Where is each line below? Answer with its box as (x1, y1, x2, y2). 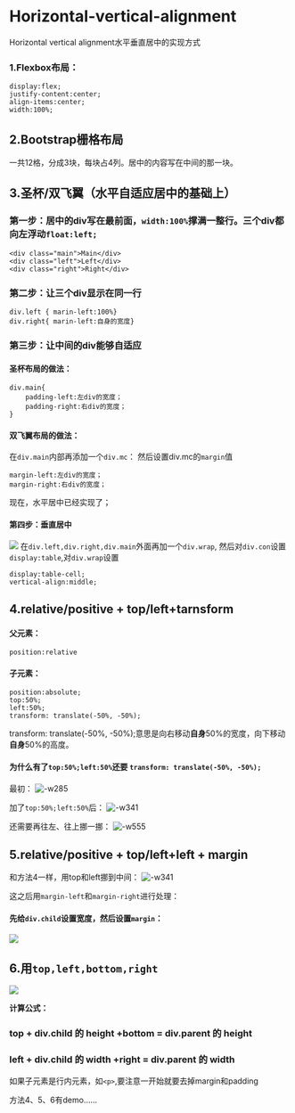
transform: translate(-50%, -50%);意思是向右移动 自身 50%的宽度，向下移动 (9, 728, 286, 739)
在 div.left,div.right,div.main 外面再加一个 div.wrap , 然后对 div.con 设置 (20, 541, 287, 552)
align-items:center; (9, 98, 86, 107)
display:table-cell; (9, 569, 86, 578)
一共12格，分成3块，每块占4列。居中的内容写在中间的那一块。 (9, 158, 238, 168)
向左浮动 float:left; (9, 228, 98, 241)
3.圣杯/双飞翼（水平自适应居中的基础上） (9, 185, 236, 201)
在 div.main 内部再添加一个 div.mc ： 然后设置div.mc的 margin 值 (9, 452, 234, 462)
